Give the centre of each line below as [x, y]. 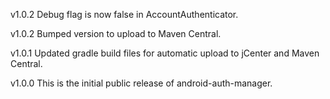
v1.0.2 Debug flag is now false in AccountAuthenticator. [124, 14]
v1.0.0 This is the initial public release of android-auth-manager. [141, 83]
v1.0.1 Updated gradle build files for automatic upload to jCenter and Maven [165, 53]
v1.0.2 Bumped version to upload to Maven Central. [116, 33]
